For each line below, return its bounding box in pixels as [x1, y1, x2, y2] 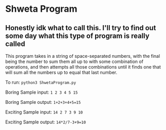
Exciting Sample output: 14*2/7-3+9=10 [5, 119, 86, 125]
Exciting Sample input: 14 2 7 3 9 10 [5, 109, 83, 115]
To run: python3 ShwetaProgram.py [5, 79, 76, 85]
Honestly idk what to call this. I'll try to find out [5, 24, 156, 32]
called [5, 39, 25, 48]
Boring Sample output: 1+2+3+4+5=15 [5, 99, 81, 105]
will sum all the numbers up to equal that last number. [5, 70, 118, 75]
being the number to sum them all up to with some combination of [5, 58, 144, 64]
